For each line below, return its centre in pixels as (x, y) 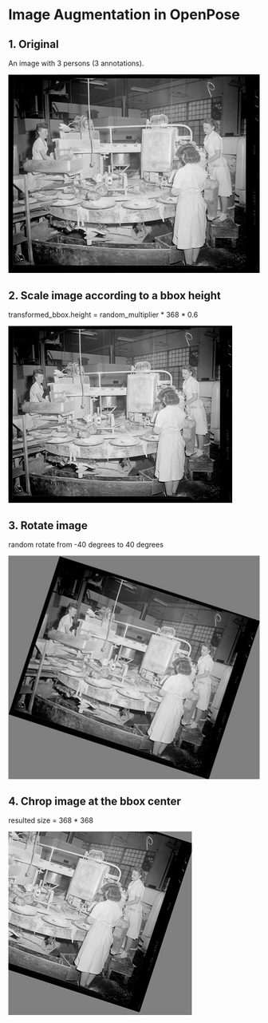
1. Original (33, 44)
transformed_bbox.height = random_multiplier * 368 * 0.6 (103, 315)
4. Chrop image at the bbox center (95, 802)
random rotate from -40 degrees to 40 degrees (86, 545)
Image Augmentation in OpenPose (124, 15)
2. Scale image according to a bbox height (115, 296)
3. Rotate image (48, 525)
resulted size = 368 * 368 (51, 820)
